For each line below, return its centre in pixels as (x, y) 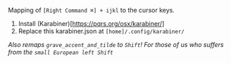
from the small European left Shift (61, 52)
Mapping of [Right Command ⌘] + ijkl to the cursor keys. (91, 10)
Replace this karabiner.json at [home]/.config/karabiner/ (101, 31)
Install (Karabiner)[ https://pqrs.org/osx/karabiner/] (91, 23)
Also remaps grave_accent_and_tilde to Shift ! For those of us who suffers (116, 44)
